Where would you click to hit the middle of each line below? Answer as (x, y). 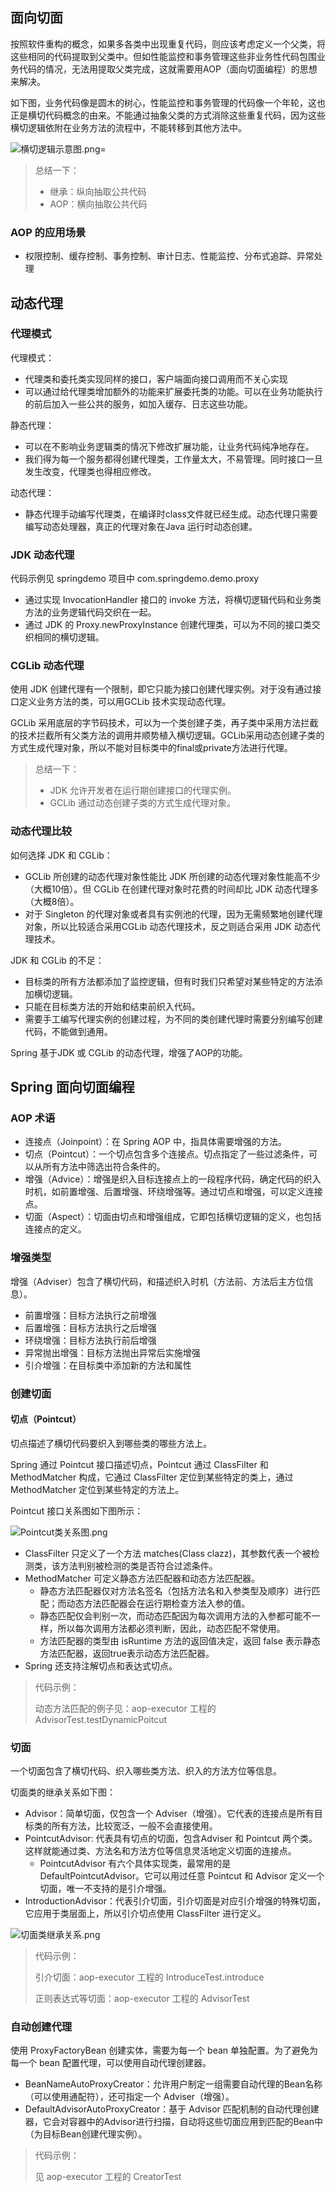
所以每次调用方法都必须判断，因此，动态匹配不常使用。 (171, 1628)
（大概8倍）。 (52, 901)
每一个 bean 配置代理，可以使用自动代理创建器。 (111, 2063)
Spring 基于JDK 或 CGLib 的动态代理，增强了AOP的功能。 (129, 1052)
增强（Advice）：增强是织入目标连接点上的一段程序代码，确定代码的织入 (173, 1179)
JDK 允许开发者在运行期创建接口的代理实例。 (143, 790)
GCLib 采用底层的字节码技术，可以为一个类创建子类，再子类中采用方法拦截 (164, 723)
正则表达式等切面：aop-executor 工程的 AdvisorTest (142, 1999)
